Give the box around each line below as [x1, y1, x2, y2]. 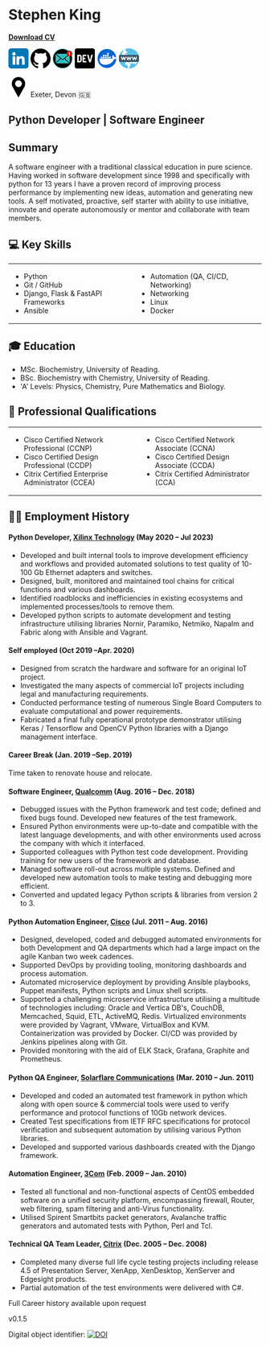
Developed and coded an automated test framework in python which [19, 1090, 247, 1100]
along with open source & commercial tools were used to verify [19, 1099, 230, 1109]
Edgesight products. [19, 1275, 88, 1284]
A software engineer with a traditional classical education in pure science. [8, 162, 253, 172]
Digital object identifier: [8, 1329, 86, 1340]
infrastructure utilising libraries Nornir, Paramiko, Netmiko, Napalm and [19, 618, 255, 628]
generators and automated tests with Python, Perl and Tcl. [19, 1221, 213, 1230]
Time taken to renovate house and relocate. [8, 768, 153, 778]
